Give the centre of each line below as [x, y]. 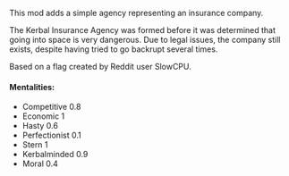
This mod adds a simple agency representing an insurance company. [136, 13]
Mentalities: [32, 87]
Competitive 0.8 [51, 107]
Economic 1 [43, 116]
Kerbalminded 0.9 [55, 155]
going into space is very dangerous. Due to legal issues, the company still [145, 40]
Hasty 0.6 [40, 126]
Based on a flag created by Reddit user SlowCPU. [101, 67]
